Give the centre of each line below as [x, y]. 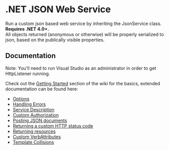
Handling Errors [29, 104]
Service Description [33, 109]
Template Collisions [33, 142]
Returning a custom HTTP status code [53, 126]
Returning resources [34, 131]
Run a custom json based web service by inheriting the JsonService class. [83, 23]
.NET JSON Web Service [58, 9]
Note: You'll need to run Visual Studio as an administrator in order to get [81, 68]
